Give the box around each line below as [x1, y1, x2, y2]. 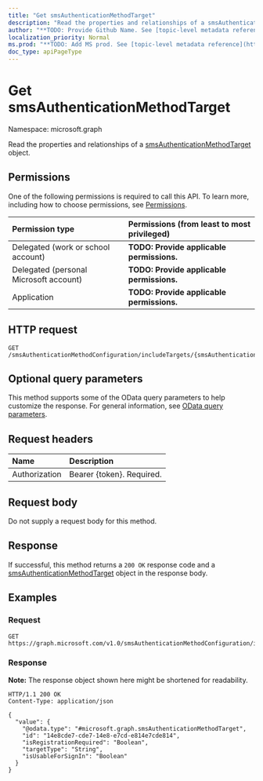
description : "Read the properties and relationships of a [8, 19, 205, 27]
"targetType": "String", [22, 745, 103, 754]
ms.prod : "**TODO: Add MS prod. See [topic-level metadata [8, 41, 205, 49]
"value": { [15, 717, 51, 726]
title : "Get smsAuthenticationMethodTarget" [8, 11, 156, 20]
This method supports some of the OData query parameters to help [8, 393, 225, 403]
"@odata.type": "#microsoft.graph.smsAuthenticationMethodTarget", [22, 724, 247, 732]
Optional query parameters [8, 372, 143, 385]
